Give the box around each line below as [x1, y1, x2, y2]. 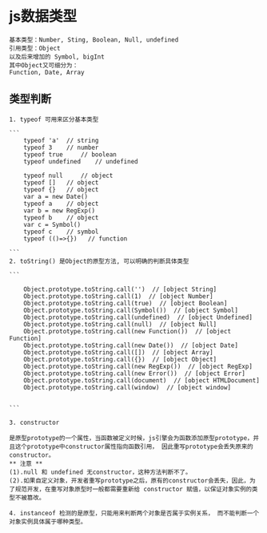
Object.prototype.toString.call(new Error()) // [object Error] [23, 369, 246, 378]
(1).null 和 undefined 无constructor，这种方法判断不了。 [9, 468, 192, 476]
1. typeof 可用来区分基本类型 [9, 115, 99, 123]
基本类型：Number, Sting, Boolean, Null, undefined [9, 35, 179, 44]
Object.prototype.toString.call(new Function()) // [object [23, 327, 231, 335]
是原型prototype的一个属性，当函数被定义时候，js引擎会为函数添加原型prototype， [9, 434, 254, 442]
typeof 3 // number [23, 143, 99, 151]
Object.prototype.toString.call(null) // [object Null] [23, 320, 217, 329]
